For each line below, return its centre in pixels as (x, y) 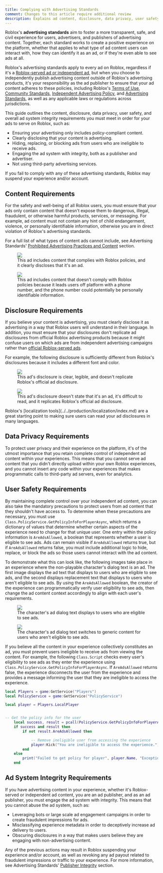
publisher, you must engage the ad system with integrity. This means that (78, 800)
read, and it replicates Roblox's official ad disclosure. (70, 401)
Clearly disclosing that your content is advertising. (62, 138)
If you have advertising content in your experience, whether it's (68, 789)
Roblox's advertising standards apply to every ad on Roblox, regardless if (78, 68)
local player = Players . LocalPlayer (42, 705)
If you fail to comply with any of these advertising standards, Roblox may (78, 174)
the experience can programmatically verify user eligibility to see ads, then (80, 588)
